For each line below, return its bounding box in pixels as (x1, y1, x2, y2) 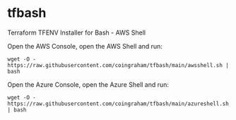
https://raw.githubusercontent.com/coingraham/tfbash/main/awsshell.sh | (7, 61, 230, 68)
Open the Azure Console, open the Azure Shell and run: (7, 80, 170, 89)
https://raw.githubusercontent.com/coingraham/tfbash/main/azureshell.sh (7, 100, 230, 107)
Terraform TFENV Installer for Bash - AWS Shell (7, 28, 146, 37)
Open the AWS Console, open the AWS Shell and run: (7, 42, 163, 50)
